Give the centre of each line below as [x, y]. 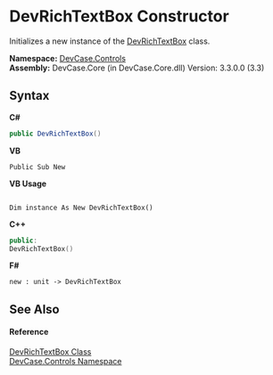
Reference [29, 332]
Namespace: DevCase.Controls [68, 58]
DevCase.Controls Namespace [66, 361]
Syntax [29, 96]
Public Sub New [37, 167]
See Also [34, 309]
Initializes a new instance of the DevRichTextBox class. [110, 41]
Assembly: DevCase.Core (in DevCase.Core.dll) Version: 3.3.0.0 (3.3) [137, 68]
